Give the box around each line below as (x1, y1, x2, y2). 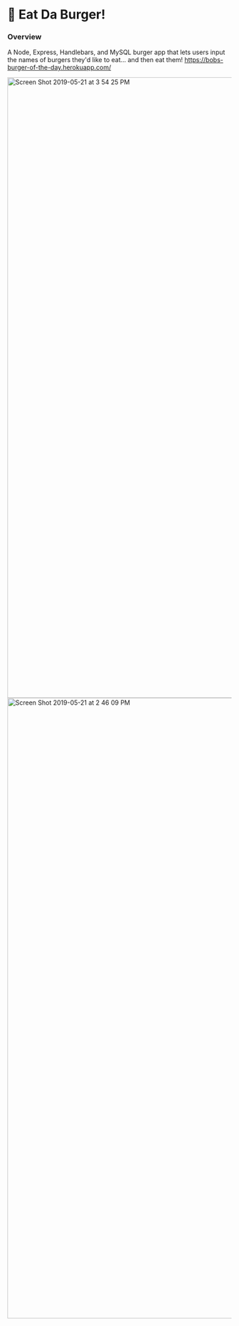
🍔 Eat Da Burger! (7, 6, 106, 23)
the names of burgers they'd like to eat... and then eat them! (7, 56, 184, 64)
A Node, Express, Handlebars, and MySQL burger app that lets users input (7, 48, 225, 56)
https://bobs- (184, 56, 224, 64)
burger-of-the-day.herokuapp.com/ (7, 63, 112, 72)
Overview (7, 32, 42, 42)
